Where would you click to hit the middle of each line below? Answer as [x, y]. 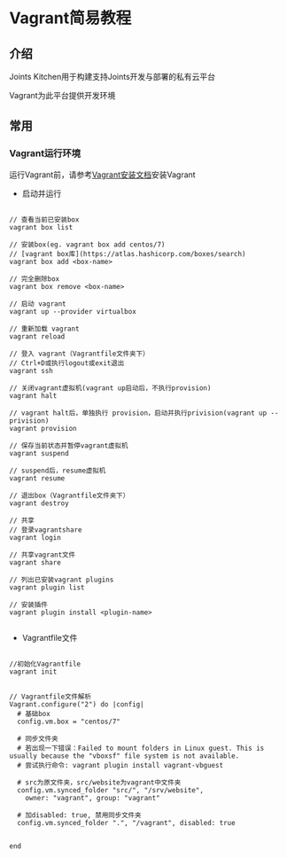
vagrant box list [41, 227]
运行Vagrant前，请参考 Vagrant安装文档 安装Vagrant [103, 175]
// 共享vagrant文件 [43, 555]
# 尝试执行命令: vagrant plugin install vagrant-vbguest [120, 765]
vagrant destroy [39, 503]
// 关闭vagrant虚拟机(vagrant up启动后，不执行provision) [110, 388]
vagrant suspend [39, 453]
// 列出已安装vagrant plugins [62, 580]
